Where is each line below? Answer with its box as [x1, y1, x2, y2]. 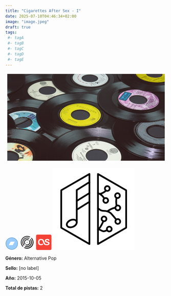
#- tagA [7, 35, 24, 40]
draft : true [5, 25, 31, 30]
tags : [5, 30, 17, 35]
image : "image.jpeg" [5, 19, 50, 24]
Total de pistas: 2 [5, 285, 43, 291]
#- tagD [7, 51, 24, 56]
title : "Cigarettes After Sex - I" [5, 8, 81, 13]
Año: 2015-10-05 [5, 275, 42, 281]
